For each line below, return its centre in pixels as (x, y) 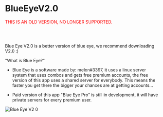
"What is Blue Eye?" (25, 60)
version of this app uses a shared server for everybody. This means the (84, 80)
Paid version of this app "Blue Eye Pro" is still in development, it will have (85, 95)
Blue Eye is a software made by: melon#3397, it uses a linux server (79, 70)
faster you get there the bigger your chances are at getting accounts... (82, 85)
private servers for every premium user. (52, 100)
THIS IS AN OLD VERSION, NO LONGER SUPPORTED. (59, 22)
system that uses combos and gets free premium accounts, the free (80, 75)
